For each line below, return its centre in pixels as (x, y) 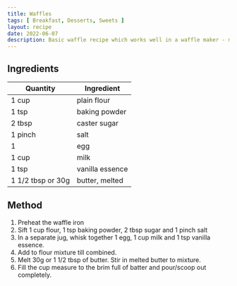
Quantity (40, 88)
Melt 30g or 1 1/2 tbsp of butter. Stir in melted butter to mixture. (109, 260)
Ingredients (33, 69)
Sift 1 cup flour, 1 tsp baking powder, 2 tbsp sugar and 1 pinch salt (113, 230)
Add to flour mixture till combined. (67, 252)
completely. (34, 275)
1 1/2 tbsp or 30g (41, 180)
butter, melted (100, 180)
